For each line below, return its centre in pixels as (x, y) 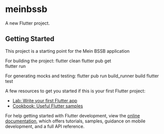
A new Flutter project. (28, 23)
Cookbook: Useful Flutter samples (48, 106)
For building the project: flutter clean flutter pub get (58, 61)
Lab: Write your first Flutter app (45, 100)
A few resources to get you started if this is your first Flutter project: (75, 91)
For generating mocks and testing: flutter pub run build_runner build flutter (82, 76)
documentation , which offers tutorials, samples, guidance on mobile (75, 121)
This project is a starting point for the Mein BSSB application (67, 51)
